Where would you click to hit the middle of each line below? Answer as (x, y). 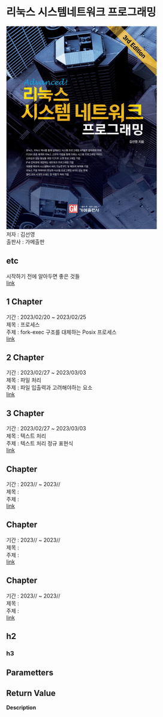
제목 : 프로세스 (23, 324)
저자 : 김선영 (21, 234)
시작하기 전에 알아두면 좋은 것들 (43, 276)
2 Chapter (25, 357)
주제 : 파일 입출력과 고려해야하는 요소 (49, 388)
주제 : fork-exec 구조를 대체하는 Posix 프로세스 (61, 332)
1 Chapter (25, 302)
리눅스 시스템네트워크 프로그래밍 (81, 12)
